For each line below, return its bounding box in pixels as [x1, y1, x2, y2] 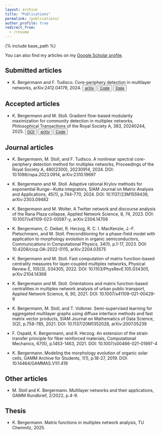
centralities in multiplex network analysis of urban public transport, [12, 286, 146, 292]
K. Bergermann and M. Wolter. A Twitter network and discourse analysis [12, 206, 156, 212]
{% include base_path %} [5, 43, 56, 49]
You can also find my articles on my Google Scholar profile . [5, 52, 123, 58]
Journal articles [5, 144, 54, 152]
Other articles [5, 374, 47, 383]
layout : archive [5, 7, 38, 12]
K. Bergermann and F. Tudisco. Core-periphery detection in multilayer [12, 79, 151, 85]
